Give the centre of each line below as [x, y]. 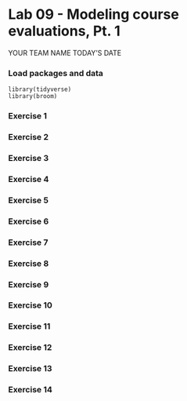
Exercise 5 [29, 200]
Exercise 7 [28, 242]
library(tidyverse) [40, 89]
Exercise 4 [29, 179]
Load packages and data [56, 73]
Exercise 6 [29, 221]
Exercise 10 [31, 305]
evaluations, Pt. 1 [65, 31]
